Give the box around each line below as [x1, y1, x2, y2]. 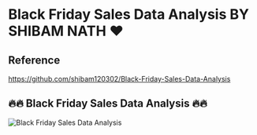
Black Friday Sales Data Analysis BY [8, 5, 250, 24]
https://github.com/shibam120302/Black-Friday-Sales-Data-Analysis [8, 75, 231, 83]
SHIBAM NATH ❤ [8, 22, 124, 40]
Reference [8, 53, 61, 67]
